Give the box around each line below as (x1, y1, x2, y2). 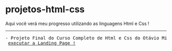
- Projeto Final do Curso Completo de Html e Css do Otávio (5, 35, 160, 41)
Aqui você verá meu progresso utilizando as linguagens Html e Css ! (5, 20, 149, 27)
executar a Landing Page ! (8, 40, 76, 46)
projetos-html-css (5, 4, 85, 15)
